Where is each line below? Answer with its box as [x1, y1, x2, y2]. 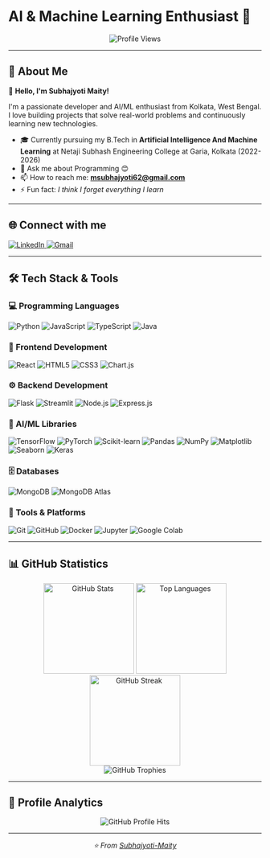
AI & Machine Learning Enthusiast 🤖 [8, 7, 252, 26]
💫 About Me [8, 64, 68, 79]
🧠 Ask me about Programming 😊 [19, 163, 129, 173]
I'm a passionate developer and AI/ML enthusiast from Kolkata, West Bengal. [8, 101, 262, 111]
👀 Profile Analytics [8, 795, 104, 809]
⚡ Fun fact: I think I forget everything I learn [19, 184, 165, 194]
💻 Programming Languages [8, 300, 120, 311]
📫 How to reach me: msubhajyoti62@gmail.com [19, 172, 186, 182]
